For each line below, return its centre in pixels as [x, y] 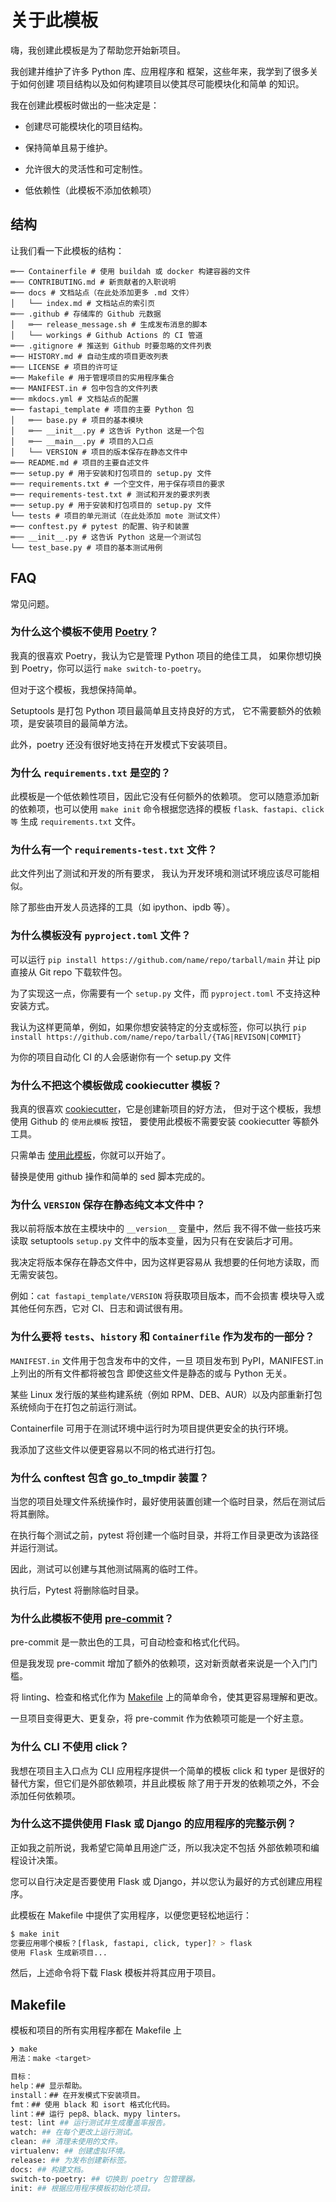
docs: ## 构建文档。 [49, 2169]
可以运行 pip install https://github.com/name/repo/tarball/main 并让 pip [165, 959]
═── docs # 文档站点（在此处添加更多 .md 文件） [102, 292]
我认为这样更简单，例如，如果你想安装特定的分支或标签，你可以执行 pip [158, 1027]
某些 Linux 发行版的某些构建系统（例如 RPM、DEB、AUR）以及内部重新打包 [166, 1394]
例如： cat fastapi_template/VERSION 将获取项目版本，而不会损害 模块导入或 [167, 1296]
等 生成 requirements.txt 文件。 [76, 822]
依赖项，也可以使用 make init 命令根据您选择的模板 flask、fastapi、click [171, 809]
